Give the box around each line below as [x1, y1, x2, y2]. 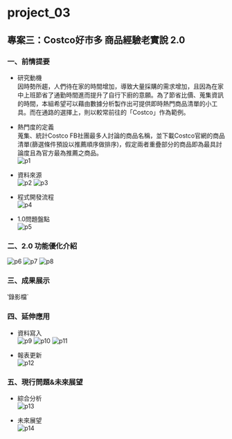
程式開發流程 [17, 192, 54, 201]
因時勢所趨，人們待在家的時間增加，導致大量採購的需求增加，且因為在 [17, 82, 218, 91]
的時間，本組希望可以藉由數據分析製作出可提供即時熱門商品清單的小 [17, 99, 212, 108]
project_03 [7, 5, 71, 21]
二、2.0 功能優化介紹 [7, 241, 78, 250]
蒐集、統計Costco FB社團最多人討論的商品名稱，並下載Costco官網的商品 [17, 131, 225, 140]
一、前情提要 [7, 57, 51, 66]
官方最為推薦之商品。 [41, 149, 102, 157]
